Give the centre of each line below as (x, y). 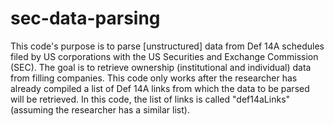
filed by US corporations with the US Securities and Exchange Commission (164, 56)
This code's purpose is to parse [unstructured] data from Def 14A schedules (167, 46)
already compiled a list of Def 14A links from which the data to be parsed (160, 88)
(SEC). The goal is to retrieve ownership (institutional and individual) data (161, 67)
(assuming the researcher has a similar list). (100, 109)
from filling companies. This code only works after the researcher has (154, 78)
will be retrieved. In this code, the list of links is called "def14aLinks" (150, 99)
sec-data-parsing (85, 18)
